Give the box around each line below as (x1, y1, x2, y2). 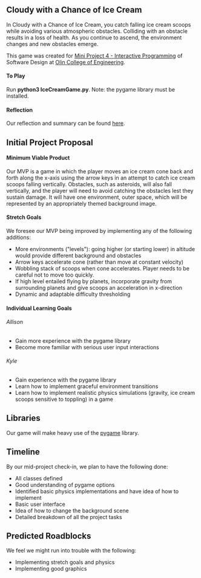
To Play (6, 72, 25, 79)
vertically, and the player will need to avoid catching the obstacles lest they (6, 187, 194, 194)
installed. (6, 92, 29, 99)
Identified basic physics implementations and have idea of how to (15, 488, 179, 495)
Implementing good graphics (15, 565, 87, 573)
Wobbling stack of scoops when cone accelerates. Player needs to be (15, 265, 189, 272)
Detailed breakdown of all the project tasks (15, 513, 122, 520)
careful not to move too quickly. (15, 271, 94, 278)
